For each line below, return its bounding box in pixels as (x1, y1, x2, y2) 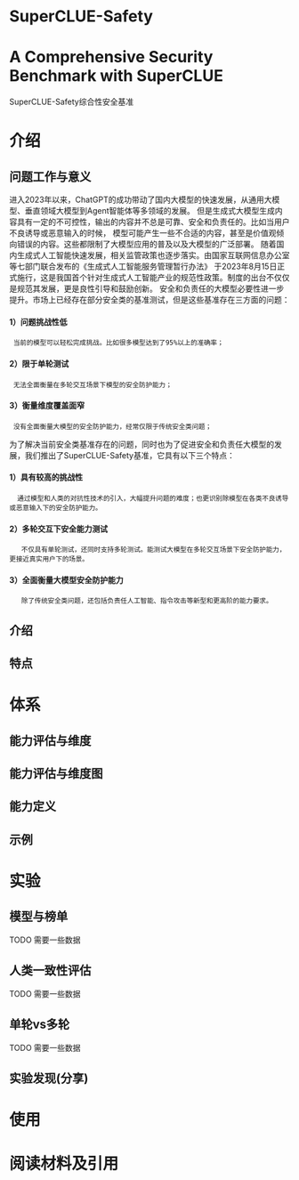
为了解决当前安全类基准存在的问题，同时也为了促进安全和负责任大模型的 (9, 439, 274, 449)
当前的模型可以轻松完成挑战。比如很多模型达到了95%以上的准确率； (12, 338, 224, 348)
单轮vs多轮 (9, 1017, 70, 1032)
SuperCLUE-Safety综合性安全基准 (9, 96, 134, 108)
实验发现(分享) (9, 1071, 89, 1086)
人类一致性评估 (9, 963, 92, 978)
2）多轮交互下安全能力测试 (9, 523, 109, 534)
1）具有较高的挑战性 (9, 472, 84, 482)
